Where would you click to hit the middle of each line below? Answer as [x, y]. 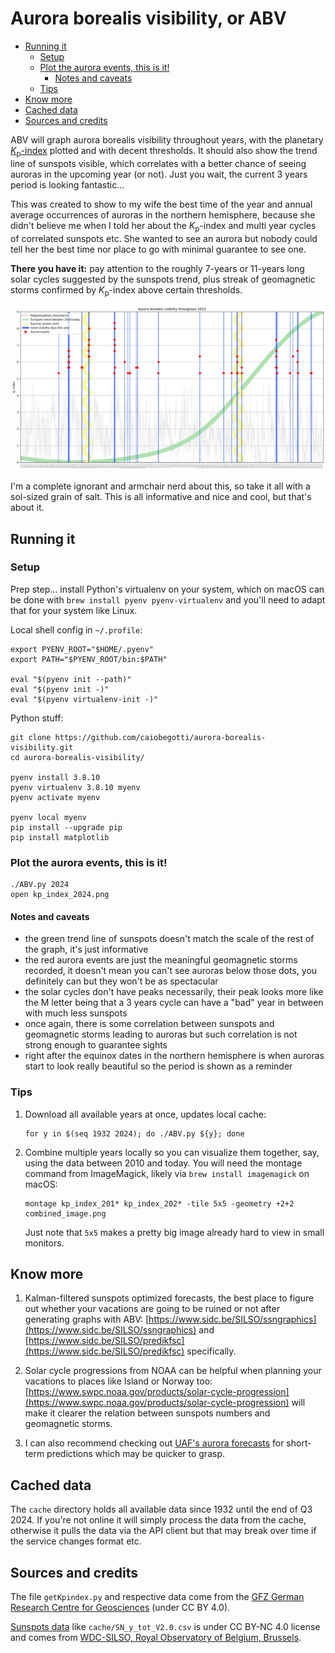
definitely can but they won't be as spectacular [121, 981]
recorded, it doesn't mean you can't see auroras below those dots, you [171, 971]
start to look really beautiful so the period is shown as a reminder [158, 1066]
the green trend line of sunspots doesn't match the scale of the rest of [169, 939]
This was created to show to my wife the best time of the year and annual [161, 204]
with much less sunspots [76, 1013]
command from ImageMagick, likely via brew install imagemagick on [167, 1173]
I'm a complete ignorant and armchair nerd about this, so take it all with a [160, 486]
